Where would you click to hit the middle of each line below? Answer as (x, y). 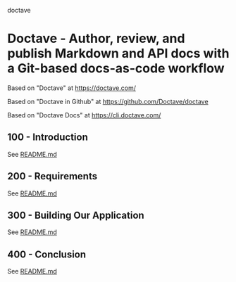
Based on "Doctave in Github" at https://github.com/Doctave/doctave (108, 101)
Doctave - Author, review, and (96, 39)
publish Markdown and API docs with (119, 54)
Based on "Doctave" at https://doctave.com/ (72, 88)
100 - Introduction (48, 137)
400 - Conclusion (47, 254)
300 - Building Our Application (76, 215)
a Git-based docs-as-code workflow (116, 69)
